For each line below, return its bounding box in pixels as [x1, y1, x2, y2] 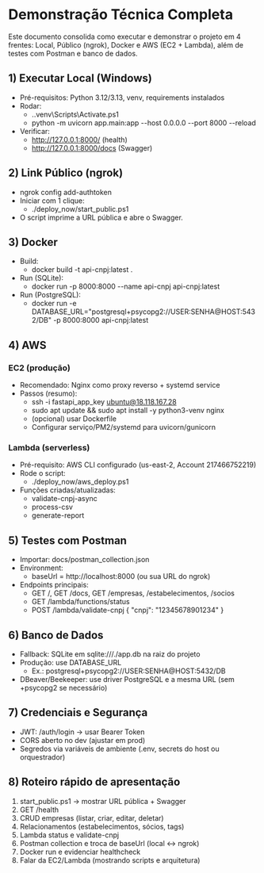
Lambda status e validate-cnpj [19, 830, 120, 840]
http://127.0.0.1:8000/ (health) [31, 135, 128, 144]
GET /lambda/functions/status [31, 597, 130, 607]
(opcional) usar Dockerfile [31, 414, 117, 423]
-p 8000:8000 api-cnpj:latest [52, 316, 149, 325]
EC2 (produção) [8, 362, 71, 373]
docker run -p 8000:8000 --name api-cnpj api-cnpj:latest [31, 281, 220, 291]
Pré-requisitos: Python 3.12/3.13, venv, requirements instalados [19, 93, 225, 102]
